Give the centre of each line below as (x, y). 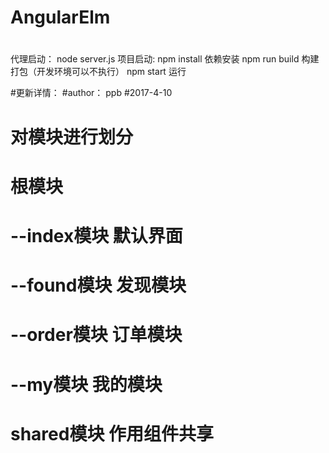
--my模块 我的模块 (86, 384)
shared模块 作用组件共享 (112, 433)
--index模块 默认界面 (96, 235)
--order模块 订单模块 (96, 335)
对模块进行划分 (72, 137)
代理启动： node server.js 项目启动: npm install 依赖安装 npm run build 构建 (165, 59)
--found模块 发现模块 (98, 285)
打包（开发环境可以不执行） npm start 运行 (98, 72)
